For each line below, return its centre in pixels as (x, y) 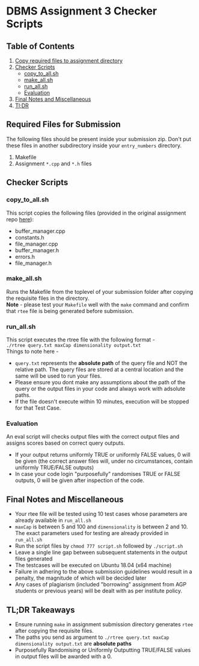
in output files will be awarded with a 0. (63, 656)
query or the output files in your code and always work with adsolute (100, 389)
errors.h (25, 256)
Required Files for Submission (64, 125)
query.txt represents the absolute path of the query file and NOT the (101, 363)
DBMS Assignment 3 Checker (82, 11)
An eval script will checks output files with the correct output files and (93, 437)
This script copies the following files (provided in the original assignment (96, 213)
